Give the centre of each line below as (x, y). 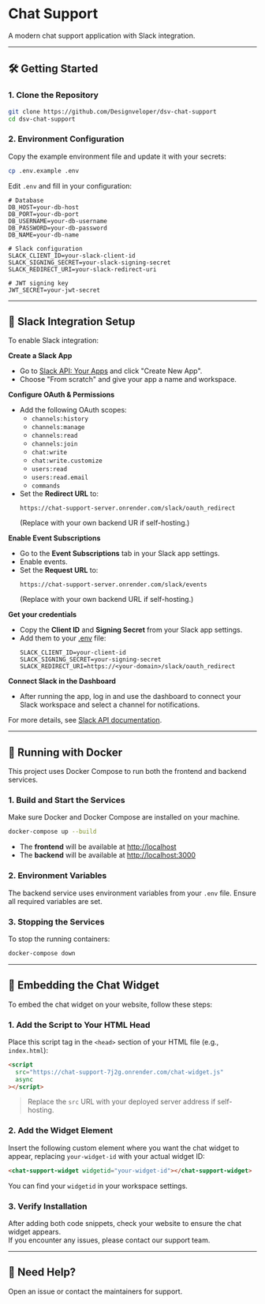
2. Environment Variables (58, 876)
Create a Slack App (40, 356)
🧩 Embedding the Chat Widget (84, 986)
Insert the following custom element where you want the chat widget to (124, 1148)
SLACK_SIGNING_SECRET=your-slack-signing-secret (90, 262)
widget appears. (35, 1231)
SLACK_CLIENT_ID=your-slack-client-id (72, 256)
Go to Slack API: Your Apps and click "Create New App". (111, 371)
